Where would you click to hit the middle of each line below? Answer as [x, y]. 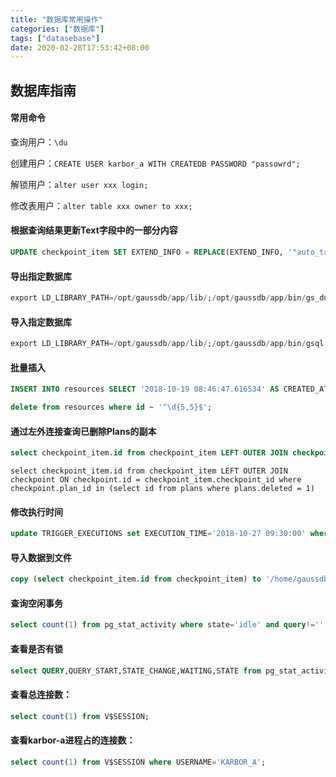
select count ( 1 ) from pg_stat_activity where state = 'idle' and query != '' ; [169, 625]
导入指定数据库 [41, 322]
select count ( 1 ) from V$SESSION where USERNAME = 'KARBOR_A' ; [138, 762]
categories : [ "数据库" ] [57, 29]
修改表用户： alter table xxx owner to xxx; [101, 205]
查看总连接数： [41, 695]
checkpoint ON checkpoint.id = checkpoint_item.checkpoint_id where [156, 480]
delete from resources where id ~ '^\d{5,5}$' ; [111, 407]
